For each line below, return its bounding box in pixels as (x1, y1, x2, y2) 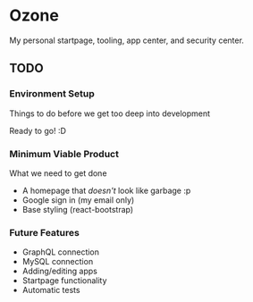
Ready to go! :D (9, 125, 67, 136)
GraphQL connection (21, 247, 100, 257)
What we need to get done (9, 167, 107, 179)
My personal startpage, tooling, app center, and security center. (9, 35, 244, 46)
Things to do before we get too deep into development (9, 108, 211, 119)
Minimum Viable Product (9, 147, 119, 160)
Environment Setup (9, 88, 96, 100)
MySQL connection (21, 256, 94, 267)
